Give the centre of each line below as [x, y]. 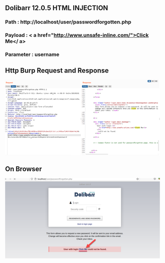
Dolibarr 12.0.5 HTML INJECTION [57, 8]
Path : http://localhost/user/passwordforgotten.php [68, 22]
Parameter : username [32, 54]
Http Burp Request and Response [57, 70]
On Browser [24, 169]
